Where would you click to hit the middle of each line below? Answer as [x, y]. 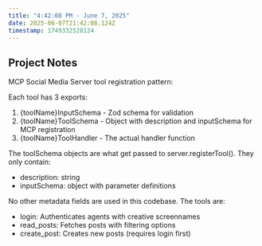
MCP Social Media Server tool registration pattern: [91, 82]
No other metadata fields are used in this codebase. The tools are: [117, 201]
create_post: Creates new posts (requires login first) [105, 234]
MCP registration [47, 130]
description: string [50, 178]
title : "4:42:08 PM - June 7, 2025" [69, 16]
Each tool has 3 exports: [48, 97]
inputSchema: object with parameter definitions [98, 186]
